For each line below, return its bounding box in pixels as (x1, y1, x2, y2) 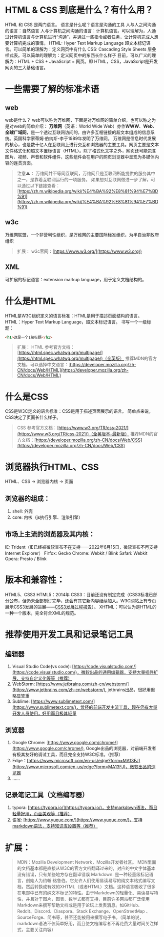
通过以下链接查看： (21, 183, 60, 188)
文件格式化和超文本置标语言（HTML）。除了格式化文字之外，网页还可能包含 (5, 148, 157, 154)
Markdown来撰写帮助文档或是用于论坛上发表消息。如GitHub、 (17, 902, 143, 908)
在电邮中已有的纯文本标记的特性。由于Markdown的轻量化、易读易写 (17, 890, 154, 896)
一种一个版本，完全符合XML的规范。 (5, 610, 79, 616)
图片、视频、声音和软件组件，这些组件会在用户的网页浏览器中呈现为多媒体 (5, 154, 155, 160)
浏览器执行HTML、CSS (5, 461, 99, 473)
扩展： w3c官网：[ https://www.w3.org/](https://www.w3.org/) (17, 248, 142, 254)
